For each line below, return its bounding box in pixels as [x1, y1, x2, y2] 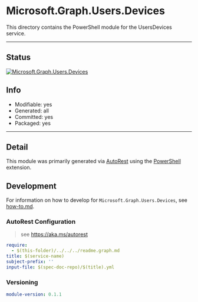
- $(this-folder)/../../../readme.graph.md [11, 248, 120, 254]
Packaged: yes [14, 120, 51, 127]
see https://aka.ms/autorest [20, 231, 88, 238]
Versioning [6, 278, 38, 286]
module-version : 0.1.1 [6, 291, 62, 298]
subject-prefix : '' [6, 259, 54, 265]
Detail [6, 142, 28, 152]
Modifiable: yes [14, 101, 52, 108]
